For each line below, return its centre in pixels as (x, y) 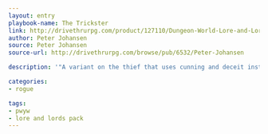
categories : (28, 81)
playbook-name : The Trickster (59, 23)
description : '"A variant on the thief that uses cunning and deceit (126, 67)
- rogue (21, 89)
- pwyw (19, 111)
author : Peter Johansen (48, 38)
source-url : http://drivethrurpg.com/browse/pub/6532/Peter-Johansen (126, 53)
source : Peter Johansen (48, 45)
